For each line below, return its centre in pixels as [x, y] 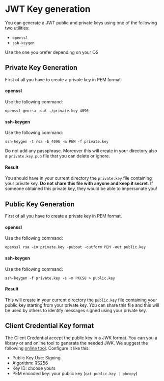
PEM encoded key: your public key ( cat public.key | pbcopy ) [75, 373]
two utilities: [17, 28]
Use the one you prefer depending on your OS [52, 52]
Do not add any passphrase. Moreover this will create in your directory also [81, 151]
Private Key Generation [41, 68]
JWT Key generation [48, 9]
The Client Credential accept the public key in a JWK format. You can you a [81, 338]
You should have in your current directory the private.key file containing [79, 178]
